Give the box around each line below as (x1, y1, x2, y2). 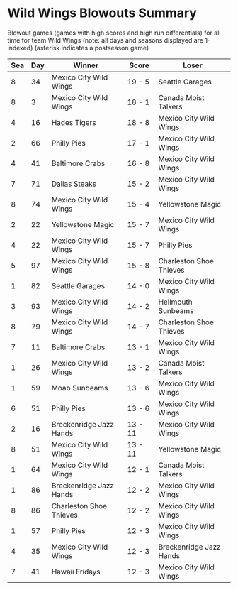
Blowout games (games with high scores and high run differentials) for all (7, 28, 221, 37)
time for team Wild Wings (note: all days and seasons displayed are (7, 35, 204, 44)
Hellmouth (158, 297, 193, 307)
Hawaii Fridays (51, 567, 101, 577)
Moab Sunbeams (51, 383, 108, 393)
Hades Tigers (51, 117, 97, 127)
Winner (73, 60, 99, 70)
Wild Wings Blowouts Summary (7, 5, 197, 21)
